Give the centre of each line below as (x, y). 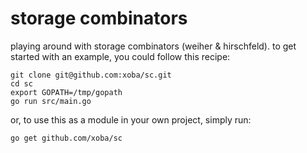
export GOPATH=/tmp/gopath (66, 92)
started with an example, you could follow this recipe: (120, 56)
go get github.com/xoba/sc (66, 138)
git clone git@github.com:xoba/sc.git (91, 75)
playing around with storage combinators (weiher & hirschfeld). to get (153, 46)
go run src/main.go (51, 101)
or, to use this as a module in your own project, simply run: (131, 119)
